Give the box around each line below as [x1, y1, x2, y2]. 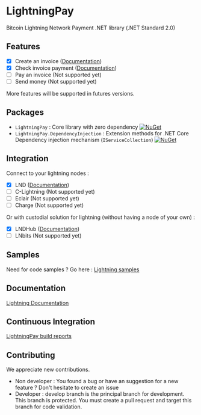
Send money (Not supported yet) [14, 78, 97, 85]
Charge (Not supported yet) [14, 201, 84, 209]
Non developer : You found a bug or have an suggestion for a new [14, 378, 179, 385]
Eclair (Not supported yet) [14, 194, 79, 202]
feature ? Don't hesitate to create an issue [14, 384, 119, 392]
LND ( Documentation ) [14, 181, 70, 188]
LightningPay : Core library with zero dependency [14, 123, 138, 131]
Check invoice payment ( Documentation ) [14, 64, 117, 72]
